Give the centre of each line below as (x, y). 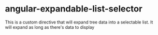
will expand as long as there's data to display (50, 27)
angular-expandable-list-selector (74, 9)
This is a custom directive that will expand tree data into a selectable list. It (79, 22)
